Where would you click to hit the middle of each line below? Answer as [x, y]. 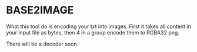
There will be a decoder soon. [42, 44]
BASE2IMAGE [40, 10]
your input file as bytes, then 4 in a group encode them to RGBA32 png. [93, 32]
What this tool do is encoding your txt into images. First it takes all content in [98, 26]
